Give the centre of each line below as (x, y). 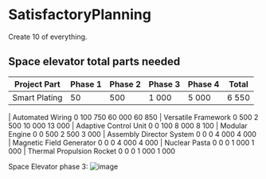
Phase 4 (203, 84)
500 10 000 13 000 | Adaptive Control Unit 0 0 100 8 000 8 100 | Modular (128, 126)
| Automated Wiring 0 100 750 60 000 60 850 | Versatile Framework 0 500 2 (133, 117)
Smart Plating (37, 97)
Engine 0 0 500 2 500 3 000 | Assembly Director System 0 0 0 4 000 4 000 (133, 134)
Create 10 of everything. (48, 37)
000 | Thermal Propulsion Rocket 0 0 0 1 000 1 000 (92, 151)
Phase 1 (86, 84)
